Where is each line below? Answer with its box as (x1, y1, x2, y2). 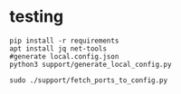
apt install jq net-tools (9, 43, 107, 53)
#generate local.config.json (9, 52, 119, 61)
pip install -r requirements (9, 36, 119, 45)
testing (9, 6, 64, 27)
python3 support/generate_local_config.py (9, 60, 172, 69)
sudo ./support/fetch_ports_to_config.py (9, 75, 168, 85)
